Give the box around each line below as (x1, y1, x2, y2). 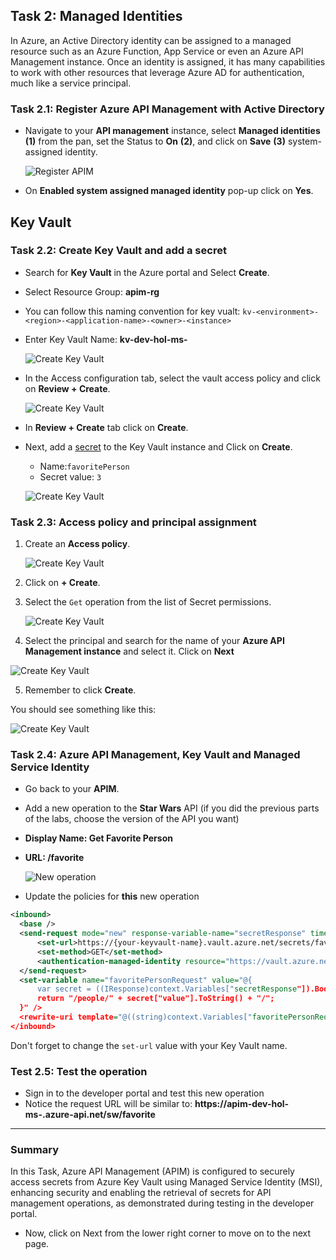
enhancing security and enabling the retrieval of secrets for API (10, 1187, 272, 1199)
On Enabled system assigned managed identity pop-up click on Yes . (24, 185, 314, 197)
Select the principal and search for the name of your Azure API (24, 635, 285, 647)
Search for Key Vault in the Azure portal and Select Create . (24, 266, 270, 278)
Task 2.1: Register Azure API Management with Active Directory (10, 102, 325, 116)
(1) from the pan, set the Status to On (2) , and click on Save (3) (24, 135, 286, 148)
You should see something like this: (10, 704, 157, 716)
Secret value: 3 (39, 470, 102, 483)
